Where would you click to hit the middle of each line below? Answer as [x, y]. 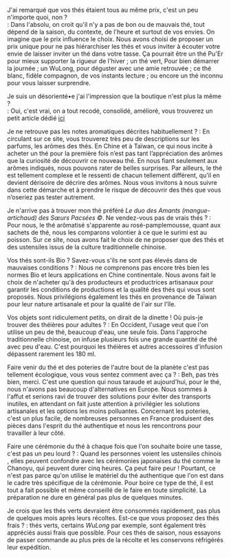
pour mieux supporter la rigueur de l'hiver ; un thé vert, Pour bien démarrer [113, 61]
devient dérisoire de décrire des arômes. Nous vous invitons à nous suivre [112, 182]
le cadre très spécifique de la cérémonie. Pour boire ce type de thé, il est [110, 483]
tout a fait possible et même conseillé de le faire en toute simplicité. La [107, 490]
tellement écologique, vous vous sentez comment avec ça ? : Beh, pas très [113, 375]
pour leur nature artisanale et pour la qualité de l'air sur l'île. [92, 304]
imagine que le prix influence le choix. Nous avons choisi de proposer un [110, 39]
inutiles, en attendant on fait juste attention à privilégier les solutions [104, 404]
